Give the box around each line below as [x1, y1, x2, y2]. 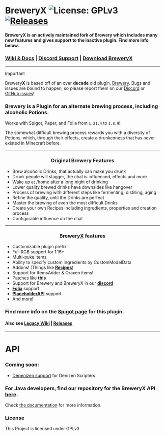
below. [5, 42, 19, 48]
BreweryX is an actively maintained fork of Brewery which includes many [5, 32, 158, 38]
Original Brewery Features [51, 157, 114, 164]
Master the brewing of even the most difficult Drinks [12, 200, 118, 205]
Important [5, 70, 25, 76]
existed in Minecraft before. [5, 140, 61, 146]
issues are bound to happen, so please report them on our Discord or [5, 85, 145, 91]
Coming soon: [5, 361, 39, 368]
